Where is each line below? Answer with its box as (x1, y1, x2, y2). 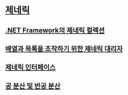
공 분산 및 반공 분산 (5, 81, 60, 90)
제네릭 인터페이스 (5, 63, 56, 71)
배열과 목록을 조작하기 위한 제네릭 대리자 (5, 44, 123, 53)
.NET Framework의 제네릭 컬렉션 (5, 26, 105, 34)
